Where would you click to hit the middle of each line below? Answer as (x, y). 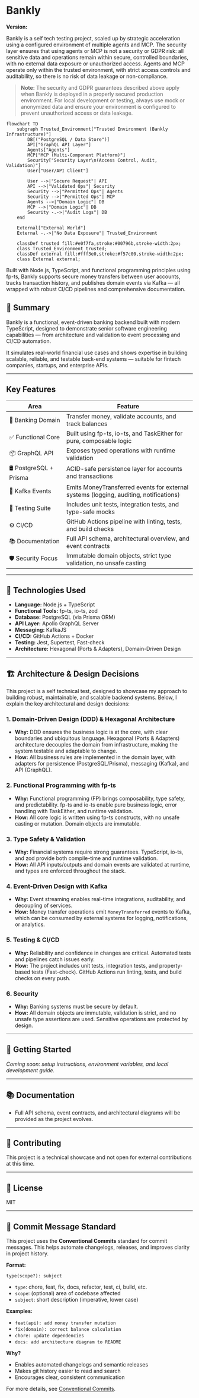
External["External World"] (51, 228)
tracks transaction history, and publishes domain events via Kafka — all (93, 282)
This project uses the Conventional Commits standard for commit (87, 1241)
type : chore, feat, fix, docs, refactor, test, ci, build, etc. (81, 1287)
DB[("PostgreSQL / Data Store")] (69, 139)
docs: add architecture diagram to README (68, 1342)
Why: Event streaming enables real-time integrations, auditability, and (100, 899)
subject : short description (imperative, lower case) (76, 1300)
